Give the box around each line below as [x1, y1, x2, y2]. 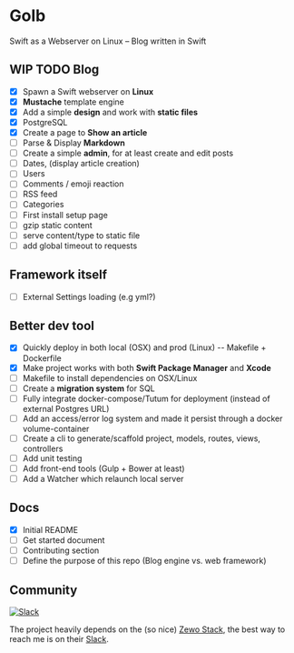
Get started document [22, 534, 105, 546]
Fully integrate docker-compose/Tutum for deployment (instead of [22, 393, 270, 404]
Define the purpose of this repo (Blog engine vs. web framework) [22, 556, 267, 567]
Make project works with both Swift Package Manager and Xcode [22, 362, 272, 373]
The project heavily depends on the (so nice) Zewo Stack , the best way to [9, 624, 286, 635]
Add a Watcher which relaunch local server [22, 474, 184, 484]
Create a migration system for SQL [22, 383, 156, 394]
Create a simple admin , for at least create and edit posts [22, 147, 234, 159]
